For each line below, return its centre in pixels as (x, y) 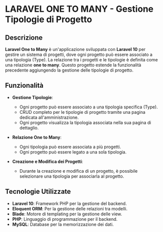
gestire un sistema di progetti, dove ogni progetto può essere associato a (79, 54)
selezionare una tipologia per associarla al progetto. (72, 176)
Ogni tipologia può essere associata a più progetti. (70, 147)
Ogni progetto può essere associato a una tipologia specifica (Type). (89, 107)
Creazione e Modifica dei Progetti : (47, 161)
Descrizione (24, 38)
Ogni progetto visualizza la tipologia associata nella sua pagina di (85, 122)
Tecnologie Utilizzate (38, 192)
